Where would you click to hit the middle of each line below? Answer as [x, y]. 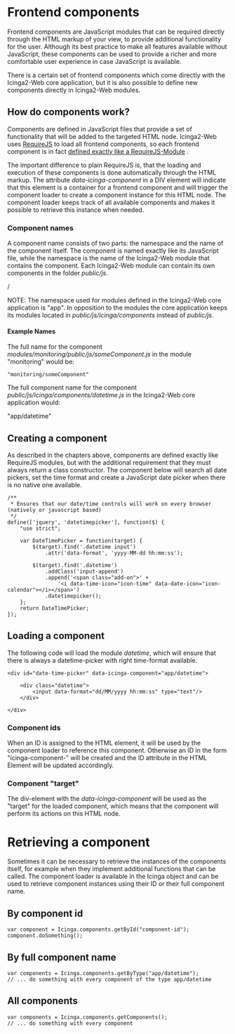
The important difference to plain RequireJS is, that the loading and [104, 165]
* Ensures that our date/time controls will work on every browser [111, 504]
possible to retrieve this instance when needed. [76, 210]
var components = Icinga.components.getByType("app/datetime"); [103, 974]
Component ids [34, 727]
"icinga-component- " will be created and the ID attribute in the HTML [107, 758]
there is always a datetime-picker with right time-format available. [102, 660]
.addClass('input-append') [84, 572]
